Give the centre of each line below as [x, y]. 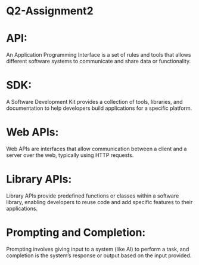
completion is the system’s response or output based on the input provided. [99, 255]
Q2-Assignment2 [50, 11]
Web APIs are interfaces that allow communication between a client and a [97, 149]
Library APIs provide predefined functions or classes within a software [93, 196]
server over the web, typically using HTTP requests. [70, 155]
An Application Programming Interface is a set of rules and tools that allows [99, 55]
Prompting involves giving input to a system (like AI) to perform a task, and [98, 249]
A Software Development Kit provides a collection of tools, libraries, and [94, 102]
